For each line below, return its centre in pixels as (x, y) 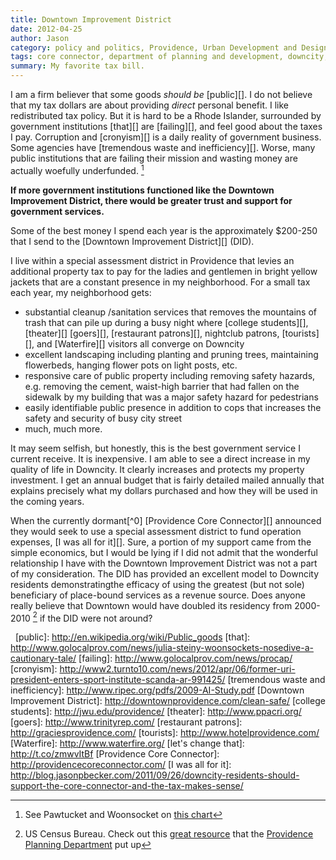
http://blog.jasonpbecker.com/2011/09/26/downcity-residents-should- (155, 775)
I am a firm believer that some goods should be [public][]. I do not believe (161, 94)
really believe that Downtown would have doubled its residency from (151, 605)
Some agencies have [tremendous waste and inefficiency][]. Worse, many (163, 147)
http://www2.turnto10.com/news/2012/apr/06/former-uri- (177, 669)
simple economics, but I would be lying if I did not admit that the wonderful (164, 552)
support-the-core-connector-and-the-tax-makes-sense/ (127, 786)
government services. (57, 211)
